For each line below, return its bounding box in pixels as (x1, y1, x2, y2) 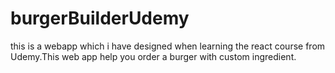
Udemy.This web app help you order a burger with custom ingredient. (10, 50, 297, 62)
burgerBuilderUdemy (10, 7, 190, 30)
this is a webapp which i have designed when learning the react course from (10, 40, 326, 52)
